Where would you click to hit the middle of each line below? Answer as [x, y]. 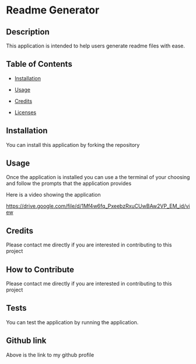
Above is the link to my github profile [50, 355]
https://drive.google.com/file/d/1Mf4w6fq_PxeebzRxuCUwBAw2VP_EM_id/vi [98, 206]
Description [28, 32]
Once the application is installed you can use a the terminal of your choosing [98, 177]
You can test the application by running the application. [72, 322]
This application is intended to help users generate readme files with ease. [96, 46]
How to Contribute [40, 269]
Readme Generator [53, 10]
